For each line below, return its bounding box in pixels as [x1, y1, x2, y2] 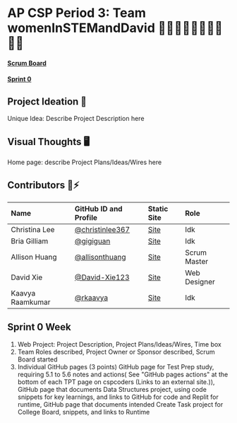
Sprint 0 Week [7, 321, 72, 333]
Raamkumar [11, 297, 51, 307]
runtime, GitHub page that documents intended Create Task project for [17, 400, 224, 408]
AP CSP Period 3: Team [7, 5, 146, 21]
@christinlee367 [74, 224, 130, 234]
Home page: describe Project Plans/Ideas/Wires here [7, 158, 162, 166]
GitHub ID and [74, 204, 123, 214]
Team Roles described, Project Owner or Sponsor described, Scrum [17, 347, 215, 356]
